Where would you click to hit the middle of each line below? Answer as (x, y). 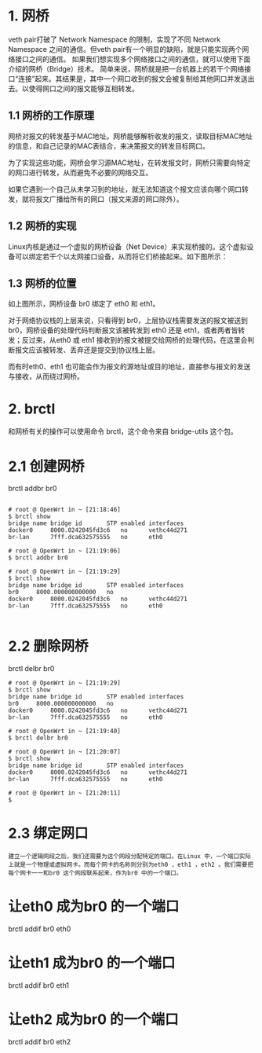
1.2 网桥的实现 (42, 226)
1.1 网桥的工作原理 (51, 116)
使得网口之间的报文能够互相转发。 (84, 88)
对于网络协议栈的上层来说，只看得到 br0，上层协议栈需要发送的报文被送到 (128, 321)
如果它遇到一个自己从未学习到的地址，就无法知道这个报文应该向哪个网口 (125, 189)
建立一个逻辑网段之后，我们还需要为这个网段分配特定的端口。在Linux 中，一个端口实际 (129, 857)
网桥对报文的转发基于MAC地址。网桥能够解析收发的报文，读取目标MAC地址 (131, 136)
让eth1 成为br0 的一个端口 (92, 963)
